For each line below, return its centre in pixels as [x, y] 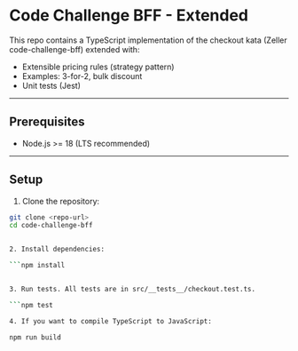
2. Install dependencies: [57, 250]
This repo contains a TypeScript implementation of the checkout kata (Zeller [149, 40]
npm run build [35, 337]
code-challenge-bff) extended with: [74, 49]
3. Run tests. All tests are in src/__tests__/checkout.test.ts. [132, 290]
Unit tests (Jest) [51, 85]
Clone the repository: [61, 201]
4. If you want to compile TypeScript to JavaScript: [111, 321]
